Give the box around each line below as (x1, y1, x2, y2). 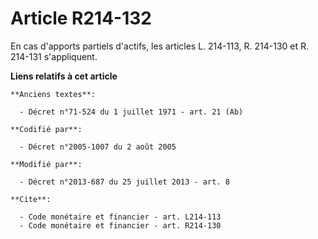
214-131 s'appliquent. (10, 50, 98, 62)
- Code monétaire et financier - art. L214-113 (19, 212, 222, 222)
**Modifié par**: (10, 159, 83, 169)
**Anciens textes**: (10, 89, 97, 99)
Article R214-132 (10, 7, 152, 30)
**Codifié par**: (10, 124, 83, 134)
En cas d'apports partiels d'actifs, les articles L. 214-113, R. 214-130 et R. (10, 40, 310, 52)
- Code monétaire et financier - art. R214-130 (19, 220, 222, 231)
